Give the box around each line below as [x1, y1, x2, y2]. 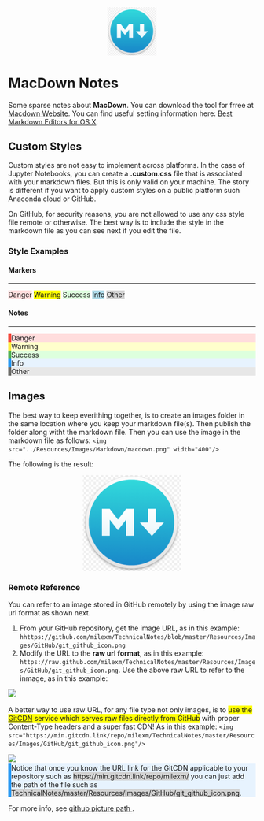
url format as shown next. [8, 608, 91, 618]
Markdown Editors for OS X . [8, 117, 99, 126]
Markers [8, 265, 37, 274]
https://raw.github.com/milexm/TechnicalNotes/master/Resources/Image [19, 659, 256, 667]
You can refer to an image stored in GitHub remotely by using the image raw [8, 600, 255, 609]
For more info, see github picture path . [8, 804, 135, 813]
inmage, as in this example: [19, 674, 108, 683]
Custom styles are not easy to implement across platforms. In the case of [8, 161, 245, 170]
